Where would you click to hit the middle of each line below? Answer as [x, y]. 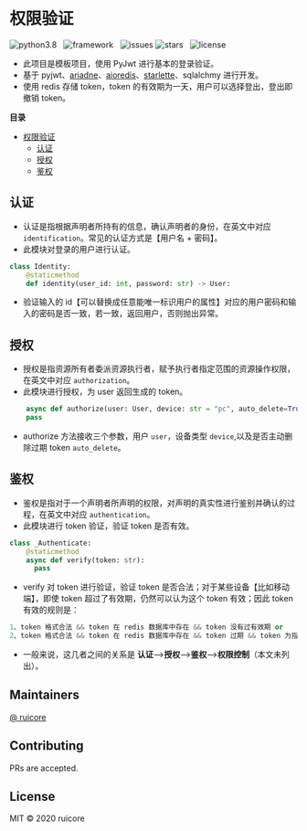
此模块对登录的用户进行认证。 [79, 249]
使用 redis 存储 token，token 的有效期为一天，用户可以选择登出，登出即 [158, 86]
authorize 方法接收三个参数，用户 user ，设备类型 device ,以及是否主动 [153, 436]
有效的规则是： [51, 610]
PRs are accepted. [44, 768]
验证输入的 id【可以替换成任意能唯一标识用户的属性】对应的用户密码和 [155, 302]
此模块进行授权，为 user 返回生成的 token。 [105, 392]
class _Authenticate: [51, 543]
